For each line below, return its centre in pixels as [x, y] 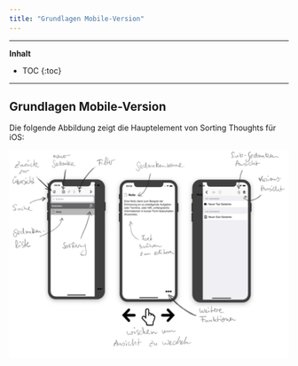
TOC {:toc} [42, 70]
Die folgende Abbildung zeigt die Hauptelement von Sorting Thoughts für [143, 128]
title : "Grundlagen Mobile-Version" [77, 19]
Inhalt [20, 53]
